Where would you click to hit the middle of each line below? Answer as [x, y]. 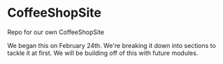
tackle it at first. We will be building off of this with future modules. [103, 53]
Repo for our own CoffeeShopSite [56, 32]
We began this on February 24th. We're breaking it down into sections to [112, 45]
